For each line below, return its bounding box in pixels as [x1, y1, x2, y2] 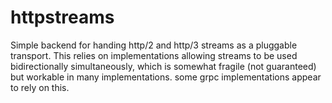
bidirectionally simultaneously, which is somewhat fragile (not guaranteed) [10, 60, 317, 72]
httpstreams [10, 6, 115, 29]
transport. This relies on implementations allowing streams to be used [10, 49, 298, 61]
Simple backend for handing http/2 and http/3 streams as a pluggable [10, 39, 298, 51]
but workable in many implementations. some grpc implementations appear [10, 71, 322, 83]
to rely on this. [10, 81, 70, 93]
